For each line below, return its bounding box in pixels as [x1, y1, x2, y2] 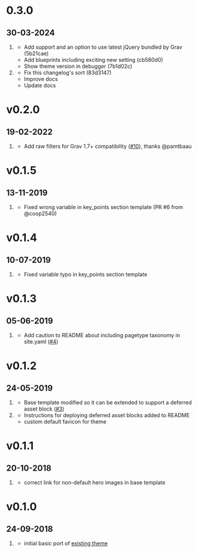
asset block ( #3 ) [23, 405, 65, 412]
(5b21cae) [23, 50, 49, 57]
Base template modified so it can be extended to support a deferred [23, 399, 192, 406]
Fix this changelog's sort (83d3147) [23, 69, 112, 76]
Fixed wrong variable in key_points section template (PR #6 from [23, 204, 183, 210]
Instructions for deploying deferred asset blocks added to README [23, 412, 190, 418]
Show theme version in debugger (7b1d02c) [23, 63, 133, 70]
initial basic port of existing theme [23, 540, 108, 547]
